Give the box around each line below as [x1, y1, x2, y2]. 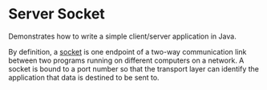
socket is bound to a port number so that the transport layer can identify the [8, 63, 259, 73]
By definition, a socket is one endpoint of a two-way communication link [8, 47, 247, 56]
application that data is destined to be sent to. [8, 72, 160, 82]
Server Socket [8, 5, 106, 23]
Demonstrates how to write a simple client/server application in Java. [8, 31, 237, 41]
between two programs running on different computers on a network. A [8, 55, 245, 65]
